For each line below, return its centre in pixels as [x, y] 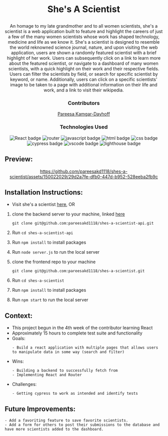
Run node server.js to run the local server [56, 252]
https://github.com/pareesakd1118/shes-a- [84, 171]
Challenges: [24, 384]
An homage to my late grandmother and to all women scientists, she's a [84, 26]
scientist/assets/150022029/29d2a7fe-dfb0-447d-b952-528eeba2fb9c [84, 176]
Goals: [19, 339]
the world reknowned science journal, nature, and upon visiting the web [84, 47]
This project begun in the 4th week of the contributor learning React [82, 328]
